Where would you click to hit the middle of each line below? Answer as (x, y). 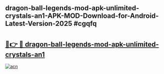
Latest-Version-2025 (39, 24)
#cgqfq (85, 24)
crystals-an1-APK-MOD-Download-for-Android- (82, 16)
